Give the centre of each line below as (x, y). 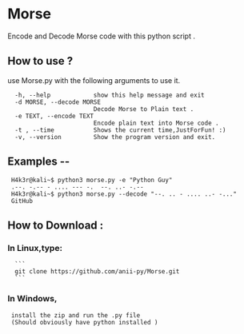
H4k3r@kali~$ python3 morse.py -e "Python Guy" (92, 180)
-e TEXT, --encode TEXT (54, 116)
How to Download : (56, 225)
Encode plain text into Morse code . (156, 123)
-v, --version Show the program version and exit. (115, 137)
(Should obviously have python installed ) (84, 322)
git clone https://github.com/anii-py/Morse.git (97, 272)
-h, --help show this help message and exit (110, 95)
